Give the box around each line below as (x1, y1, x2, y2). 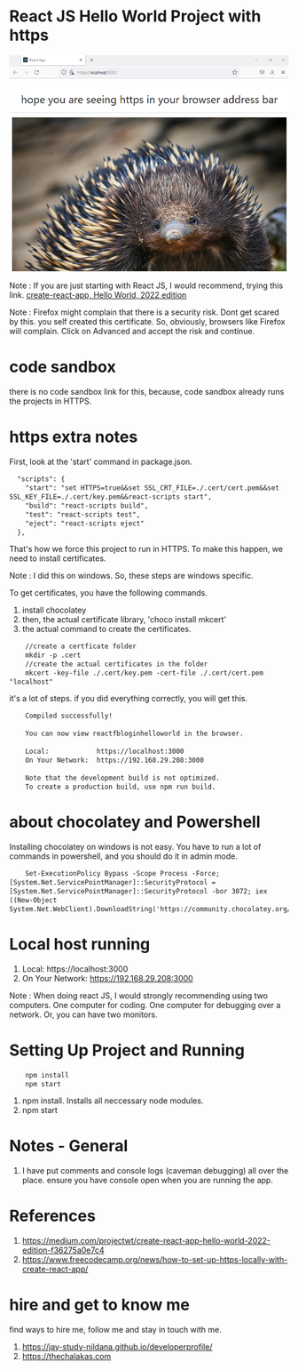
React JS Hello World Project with (9, 6, 262, 27)
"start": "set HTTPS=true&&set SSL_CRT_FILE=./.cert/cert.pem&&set (25, 484, 279, 493)
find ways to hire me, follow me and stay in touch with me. (9, 1324, 222, 1334)
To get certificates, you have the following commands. (9, 588, 208, 598)
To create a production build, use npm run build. (25, 782, 216, 792)
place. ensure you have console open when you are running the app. (21, 1174, 273, 1185)
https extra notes (9, 427, 138, 447)
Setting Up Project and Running (9, 1040, 246, 1061)
